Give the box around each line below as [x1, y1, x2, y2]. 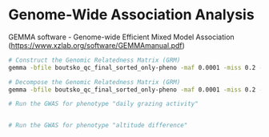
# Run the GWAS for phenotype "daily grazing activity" [8, 100, 199, 108]
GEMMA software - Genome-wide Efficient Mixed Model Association [8, 32, 235, 42]
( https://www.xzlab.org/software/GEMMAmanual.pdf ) [8, 40, 186, 50]
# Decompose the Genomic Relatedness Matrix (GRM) [8, 78, 181, 86]
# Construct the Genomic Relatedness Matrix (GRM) [8, 56, 181, 64]
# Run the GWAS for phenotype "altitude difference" [8, 122, 188, 130]
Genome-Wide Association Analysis [8, 6, 255, 24]
